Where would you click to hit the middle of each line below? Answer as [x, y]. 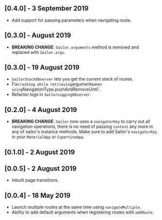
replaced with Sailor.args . [38, 52]
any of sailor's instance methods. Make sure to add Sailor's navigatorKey [84, 132]
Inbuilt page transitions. [35, 180]
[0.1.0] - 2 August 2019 [40, 152]
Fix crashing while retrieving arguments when [57, 84]
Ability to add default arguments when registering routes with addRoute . [83, 212]
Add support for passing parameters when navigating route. [71, 20]
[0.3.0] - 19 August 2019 [42, 68]
